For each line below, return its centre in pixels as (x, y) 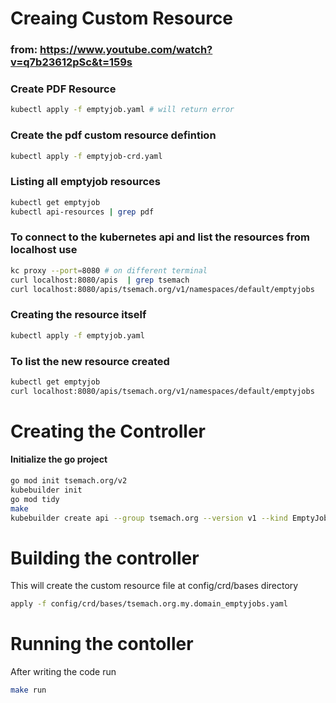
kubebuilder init (46, 490)
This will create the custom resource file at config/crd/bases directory (154, 586)
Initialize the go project (59, 459)
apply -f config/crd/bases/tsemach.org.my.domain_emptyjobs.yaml (149, 604)
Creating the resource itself (78, 315)
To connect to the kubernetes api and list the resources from (160, 237)
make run (28, 690)
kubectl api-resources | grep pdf (82, 212)
